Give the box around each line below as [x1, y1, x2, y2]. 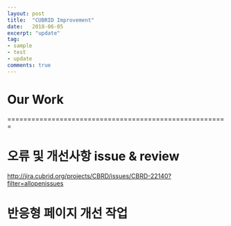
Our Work [7, 92, 64, 107]
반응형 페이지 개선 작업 [7, 205, 128, 221]
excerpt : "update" [7, 29, 60, 37]
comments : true [7, 62, 51, 69]
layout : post [7, 10, 45, 17]
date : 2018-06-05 [7, 23, 64, 30]
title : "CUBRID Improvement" [7, 17, 95, 24]
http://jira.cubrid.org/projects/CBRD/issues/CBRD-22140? [7, 171, 172, 180]
